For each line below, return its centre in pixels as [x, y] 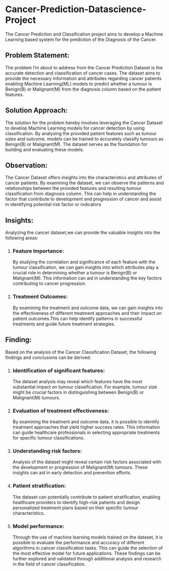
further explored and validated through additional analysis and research [87, 559]
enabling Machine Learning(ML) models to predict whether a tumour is [79, 84]
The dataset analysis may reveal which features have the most [77, 381]
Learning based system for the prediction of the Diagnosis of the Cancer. [81, 39]
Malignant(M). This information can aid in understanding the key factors [87, 278]
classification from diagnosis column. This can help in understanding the [81, 194]
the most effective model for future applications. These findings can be [86, 553]
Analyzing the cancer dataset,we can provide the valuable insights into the [83, 233]
